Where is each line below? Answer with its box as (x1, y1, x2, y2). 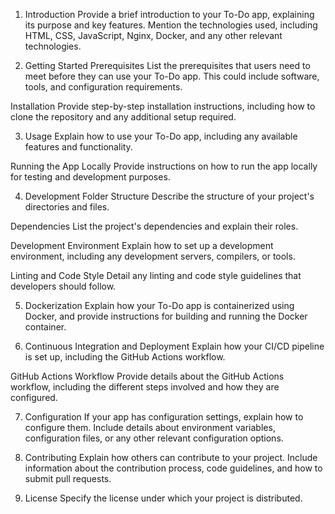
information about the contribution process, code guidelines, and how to (24, 462, 323, 474)
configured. (10, 392, 58, 403)
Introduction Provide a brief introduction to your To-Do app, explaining (24, 9, 315, 20)
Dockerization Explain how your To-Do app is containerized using (24, 300, 295, 311)
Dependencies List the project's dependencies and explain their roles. (10, 220, 299, 232)
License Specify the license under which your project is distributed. (24, 492, 303, 504)
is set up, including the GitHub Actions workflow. (24, 351, 226, 363)
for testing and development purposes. (10, 171, 171, 183)
